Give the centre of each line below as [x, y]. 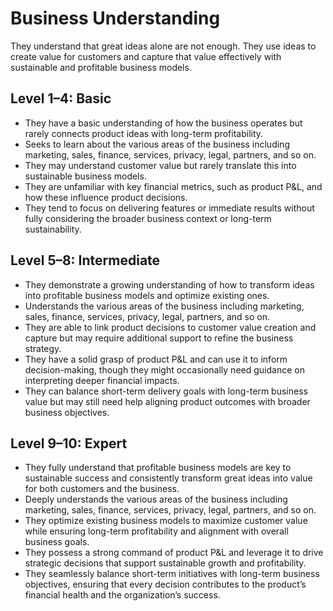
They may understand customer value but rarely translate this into [160, 165]
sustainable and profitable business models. [101, 67]
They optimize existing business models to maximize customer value [166, 521]
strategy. [43, 348]
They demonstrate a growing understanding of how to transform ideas [169, 284]
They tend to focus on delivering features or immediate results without [169, 208]
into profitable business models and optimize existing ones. [147, 295]
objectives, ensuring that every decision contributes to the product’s [165, 584]
